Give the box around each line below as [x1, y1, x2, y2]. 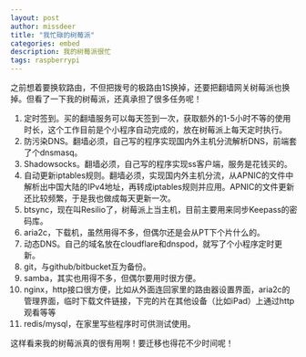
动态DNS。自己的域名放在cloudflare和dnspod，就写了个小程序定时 [23, 238, 275, 249]
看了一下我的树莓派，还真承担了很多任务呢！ [34, 93, 202, 104]
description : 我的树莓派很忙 [10, 47, 112, 57]
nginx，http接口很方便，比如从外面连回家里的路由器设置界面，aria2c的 [23, 284, 291, 295]
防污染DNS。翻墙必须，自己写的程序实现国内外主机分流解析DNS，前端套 [23, 136, 298, 146]
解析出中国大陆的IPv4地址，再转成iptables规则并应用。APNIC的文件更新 [23, 182, 295, 192]
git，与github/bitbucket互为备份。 [23, 261, 151, 272]
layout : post [10, 13, 60, 23]
